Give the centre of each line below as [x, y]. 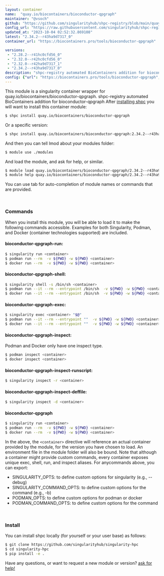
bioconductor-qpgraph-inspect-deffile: [46, 392]
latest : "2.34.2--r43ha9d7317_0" [39, 37]
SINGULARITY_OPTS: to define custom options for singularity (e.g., [80, 477]
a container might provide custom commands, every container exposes [77, 457]
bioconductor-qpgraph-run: [34, 244]
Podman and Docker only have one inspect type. [54, 346]
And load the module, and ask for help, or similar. [54, 161]
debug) [20, 482]
